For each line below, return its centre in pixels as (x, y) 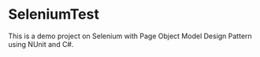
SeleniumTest (54, 14)
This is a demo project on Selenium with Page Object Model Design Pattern (130, 36)
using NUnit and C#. (41, 44)
